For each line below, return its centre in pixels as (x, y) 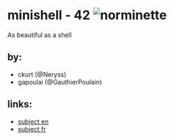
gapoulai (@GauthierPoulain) (60, 82)
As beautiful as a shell (40, 35)
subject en (33, 122)
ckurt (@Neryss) (42, 74)
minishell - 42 (49, 15)
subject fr (32, 129)
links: (20, 104)
